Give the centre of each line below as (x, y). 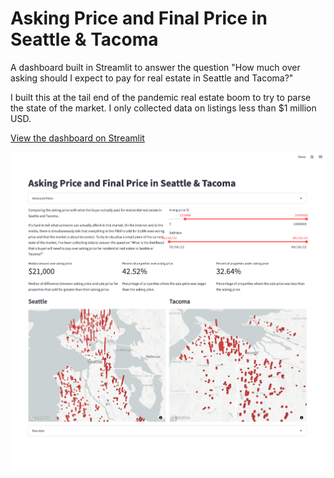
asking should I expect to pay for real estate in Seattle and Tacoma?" (152, 78)
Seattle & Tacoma (84, 39)
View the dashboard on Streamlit (77, 138)
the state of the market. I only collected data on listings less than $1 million (163, 108)
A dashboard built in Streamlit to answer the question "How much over (155, 67)
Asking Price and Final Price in (139, 18)
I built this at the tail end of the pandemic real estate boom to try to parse (161, 97)
